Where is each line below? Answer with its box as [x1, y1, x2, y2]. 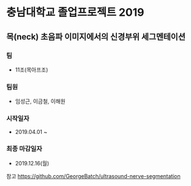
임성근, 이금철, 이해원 [15, 98, 65, 105]
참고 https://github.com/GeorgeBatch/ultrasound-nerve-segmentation [6, 172, 181, 179]
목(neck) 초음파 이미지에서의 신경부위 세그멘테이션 [6, 32, 186, 42]
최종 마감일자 [6, 145, 42, 153]
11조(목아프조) [15, 66, 49, 73]
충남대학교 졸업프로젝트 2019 [6, 5, 144, 19]
